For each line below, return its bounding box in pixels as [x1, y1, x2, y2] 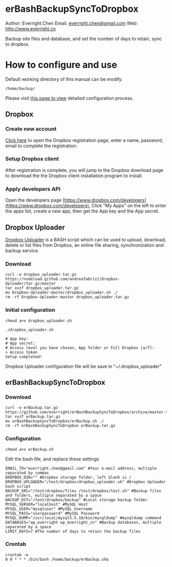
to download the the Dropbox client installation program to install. [5, 172, 143, 179]
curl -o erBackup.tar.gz [5, 405, 58, 411]
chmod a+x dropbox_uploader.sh [5, 318, 72, 323]
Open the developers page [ [5, 197, 65, 203]
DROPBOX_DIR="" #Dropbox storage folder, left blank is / [5, 474, 132, 480]
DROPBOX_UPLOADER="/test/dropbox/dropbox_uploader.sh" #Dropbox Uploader [5, 479, 166, 484]
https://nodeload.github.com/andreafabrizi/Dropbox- [5, 276, 120, 282]
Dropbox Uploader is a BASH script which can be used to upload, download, [5, 236, 166, 242]
